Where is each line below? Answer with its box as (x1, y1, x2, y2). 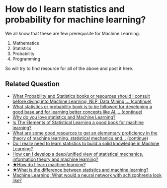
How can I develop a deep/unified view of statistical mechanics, (12, 151, 143, 157)
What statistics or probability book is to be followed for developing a (12, 103, 153, 110)
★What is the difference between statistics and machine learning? (12, 167, 149, 173)
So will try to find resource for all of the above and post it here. (5, 65, 134, 71)
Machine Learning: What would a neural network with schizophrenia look (12, 172, 162, 178)
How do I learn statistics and (5, 3, 125, 15)
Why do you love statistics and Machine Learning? (12, 114, 116, 120)
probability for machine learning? (5, 14, 146, 25)
